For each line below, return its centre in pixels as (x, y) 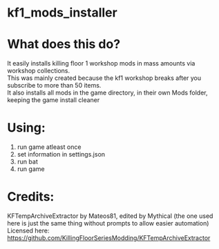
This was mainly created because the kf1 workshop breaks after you (104, 78)
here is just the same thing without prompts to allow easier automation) (108, 223)
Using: (27, 128)
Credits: (31, 197)
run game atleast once (49, 147)
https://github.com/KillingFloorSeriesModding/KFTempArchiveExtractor (109, 238)
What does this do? (64, 44)
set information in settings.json (61, 155)
